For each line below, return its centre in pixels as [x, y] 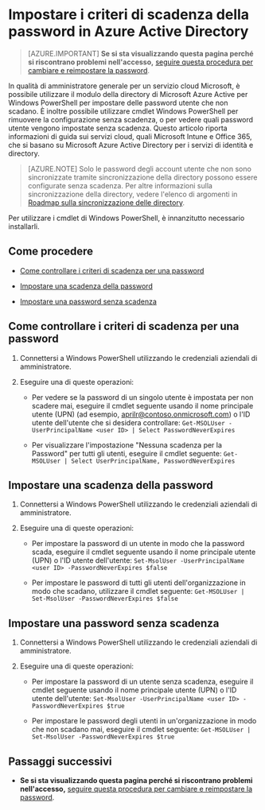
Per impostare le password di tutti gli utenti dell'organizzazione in [139, 583]
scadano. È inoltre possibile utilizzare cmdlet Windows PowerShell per [123, 111]
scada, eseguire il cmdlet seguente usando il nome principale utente [144, 552]
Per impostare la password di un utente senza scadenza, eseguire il [142, 682]
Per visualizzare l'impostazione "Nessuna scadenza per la [127, 445]
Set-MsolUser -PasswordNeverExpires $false [105, 599]
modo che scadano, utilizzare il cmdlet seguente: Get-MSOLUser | [138, 591]
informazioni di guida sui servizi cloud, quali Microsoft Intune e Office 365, [130, 136]
